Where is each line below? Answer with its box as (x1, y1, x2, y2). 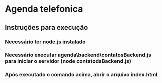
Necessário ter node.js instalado (5, 38, 86, 45)
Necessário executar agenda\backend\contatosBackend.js (5, 51, 151, 58)
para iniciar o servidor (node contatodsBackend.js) (5, 58, 131, 65)
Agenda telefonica (5, 3, 83, 15)
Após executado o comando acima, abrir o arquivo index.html (5, 71, 158, 78)
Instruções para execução (5, 23, 88, 32)
